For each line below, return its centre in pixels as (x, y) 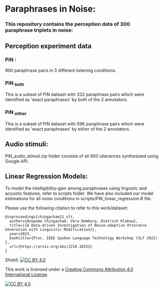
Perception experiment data (48, 46)
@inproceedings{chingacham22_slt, (40, 217)
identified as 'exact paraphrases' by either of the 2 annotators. (68, 129)
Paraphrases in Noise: (50, 9)
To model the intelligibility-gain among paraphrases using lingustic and (76, 188)
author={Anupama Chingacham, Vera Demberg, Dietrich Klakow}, (74, 221)
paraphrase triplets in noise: (39, 30)
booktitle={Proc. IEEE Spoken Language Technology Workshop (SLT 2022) (84, 238)
